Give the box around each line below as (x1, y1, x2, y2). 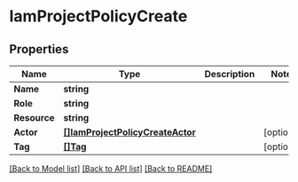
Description (204, 68, 255, 80)
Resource (13, 112, 55, 123)
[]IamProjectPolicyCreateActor (63, 126, 197, 138)
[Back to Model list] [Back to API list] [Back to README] (9, 163, 213, 174)
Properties (9, 42, 69, 57)
